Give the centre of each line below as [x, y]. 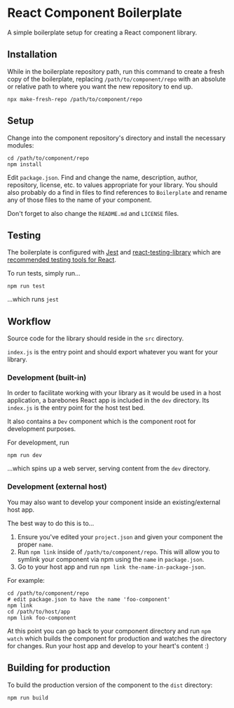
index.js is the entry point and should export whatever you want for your [113, 352]
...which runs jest [33, 300]
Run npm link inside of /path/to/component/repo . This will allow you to [118, 552]
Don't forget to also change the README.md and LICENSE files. [93, 213]
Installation [32, 54]
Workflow [29, 321]
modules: [21, 145]
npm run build [28, 697]
